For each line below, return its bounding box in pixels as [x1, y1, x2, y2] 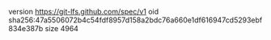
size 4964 [44, 24, 79, 33]
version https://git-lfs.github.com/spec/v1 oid [8, 7, 159, 16]
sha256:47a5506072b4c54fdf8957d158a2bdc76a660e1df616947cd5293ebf [8, 15, 263, 25]
